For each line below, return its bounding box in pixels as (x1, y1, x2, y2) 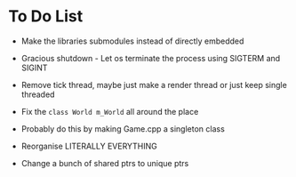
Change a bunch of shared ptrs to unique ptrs (20, 157, 189, 168)
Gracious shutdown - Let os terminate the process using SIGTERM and (20, 52, 281, 63)
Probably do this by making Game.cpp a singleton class (20, 123, 226, 134)
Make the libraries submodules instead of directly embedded (20, 36, 244, 46)
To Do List (8, 6, 84, 27)
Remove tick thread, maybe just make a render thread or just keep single (20, 79, 288, 90)
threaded (20, 89, 55, 100)
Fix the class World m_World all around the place (20, 106, 199, 117)
